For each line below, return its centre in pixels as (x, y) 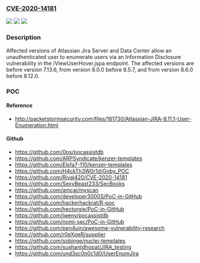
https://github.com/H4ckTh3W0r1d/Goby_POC (72, 171)
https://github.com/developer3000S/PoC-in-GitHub (78, 196)
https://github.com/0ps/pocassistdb (59, 152)
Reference (19, 106)
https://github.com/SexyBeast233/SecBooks (70, 184)
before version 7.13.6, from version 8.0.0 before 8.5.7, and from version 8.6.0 (100, 69)
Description (24, 38)
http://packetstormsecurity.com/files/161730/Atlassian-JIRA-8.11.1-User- (103, 119)
